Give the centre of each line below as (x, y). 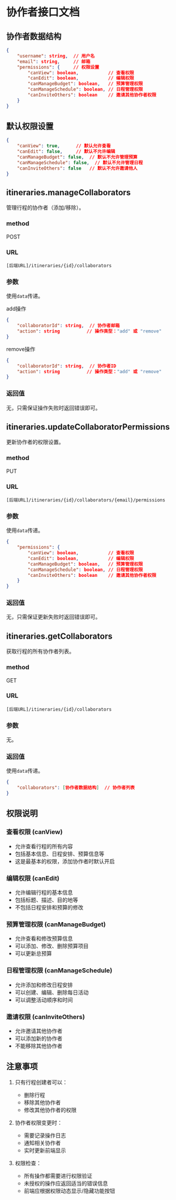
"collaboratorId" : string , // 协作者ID (67, 366)
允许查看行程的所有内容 (44, 846)
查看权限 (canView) (34, 832)
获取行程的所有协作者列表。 (40, 651)
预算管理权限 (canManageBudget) (56, 924)
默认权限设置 (30, 126)
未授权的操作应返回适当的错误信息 (66, 1183)
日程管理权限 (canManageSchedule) (59, 971)
